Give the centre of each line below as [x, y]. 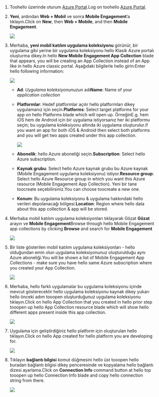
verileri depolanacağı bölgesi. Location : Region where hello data [80, 204]
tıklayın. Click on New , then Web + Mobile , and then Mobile [69, 22]
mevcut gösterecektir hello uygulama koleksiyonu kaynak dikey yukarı [79, 292]
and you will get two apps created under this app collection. [77, 135]
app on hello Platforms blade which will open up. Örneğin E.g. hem [83, 115]
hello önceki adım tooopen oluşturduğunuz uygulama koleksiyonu [75, 297]
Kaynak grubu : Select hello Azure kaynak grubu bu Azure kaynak [82, 168]
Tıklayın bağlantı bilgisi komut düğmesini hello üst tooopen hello [74, 360]
